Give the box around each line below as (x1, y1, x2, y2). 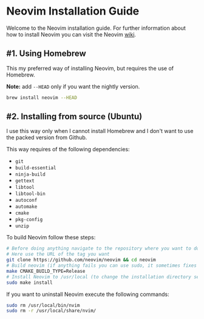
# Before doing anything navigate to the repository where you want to (6, 245, 191, 252)
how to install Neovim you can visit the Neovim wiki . (6, 30, 137, 38)
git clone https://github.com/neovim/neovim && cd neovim (6, 257, 156, 263)
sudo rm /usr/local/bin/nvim (6, 302, 80, 308)
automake (15, 204, 38, 210)
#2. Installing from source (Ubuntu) (6, 111, 143, 122)
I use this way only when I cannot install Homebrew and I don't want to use (6, 128, 194, 135)
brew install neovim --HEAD (6, 94, 78, 101)
